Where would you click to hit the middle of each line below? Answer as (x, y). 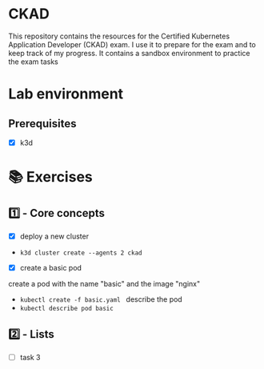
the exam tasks (33, 62)
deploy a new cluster (54, 236)
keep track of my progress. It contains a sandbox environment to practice (129, 53)
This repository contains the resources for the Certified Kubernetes (119, 36)
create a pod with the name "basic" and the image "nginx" (104, 284)
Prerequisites (42, 124)
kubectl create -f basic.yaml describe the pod (101, 299)
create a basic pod (51, 268)
